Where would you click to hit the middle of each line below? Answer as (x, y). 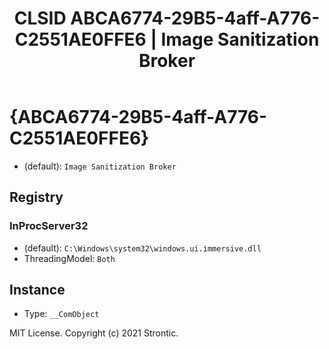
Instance (37, 290)
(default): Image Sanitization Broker (100, 166)
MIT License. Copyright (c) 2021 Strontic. (94, 333)
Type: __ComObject (61, 314)
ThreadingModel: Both (69, 258)
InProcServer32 (49, 226)
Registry (36, 197)
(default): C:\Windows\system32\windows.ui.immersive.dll (142, 248)
